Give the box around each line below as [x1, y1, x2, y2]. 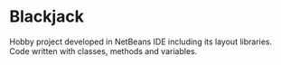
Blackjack [9, 6, 84, 27]
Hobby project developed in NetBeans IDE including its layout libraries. [9, 36, 273, 47]
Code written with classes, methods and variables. [9, 45, 198, 56]
